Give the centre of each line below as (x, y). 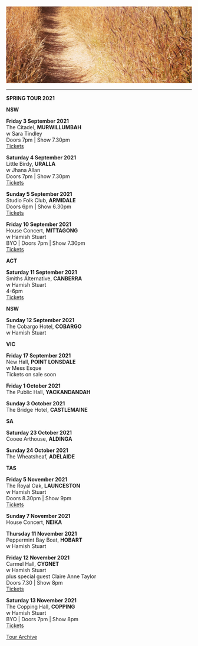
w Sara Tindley (24, 134)
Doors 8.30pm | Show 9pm (39, 499)
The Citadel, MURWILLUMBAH (44, 127)
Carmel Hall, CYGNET (33, 564)
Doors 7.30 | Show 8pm (34, 583)
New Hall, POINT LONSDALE (41, 362)
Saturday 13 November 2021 (41, 601)
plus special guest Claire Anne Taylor (51, 576)
